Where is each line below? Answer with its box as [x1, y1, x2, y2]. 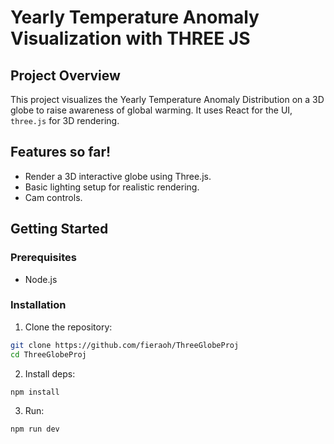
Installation [10, 298, 67, 312]
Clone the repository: [24, 321, 113, 333]
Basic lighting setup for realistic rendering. [24, 181, 200, 193]
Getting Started [10, 221, 109, 238]
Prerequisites [10, 251, 77, 265]
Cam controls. [24, 191, 83, 203]
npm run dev [10, 424, 60, 435]
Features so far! [10, 144, 112, 161]
